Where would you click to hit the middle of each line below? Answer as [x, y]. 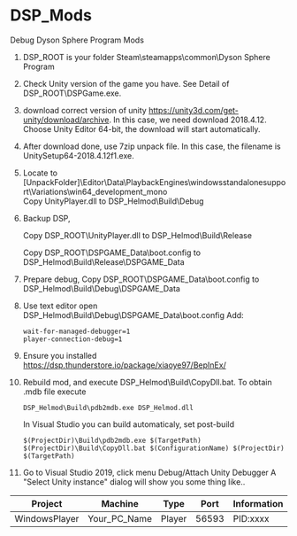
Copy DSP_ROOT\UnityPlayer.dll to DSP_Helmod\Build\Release [137, 235]
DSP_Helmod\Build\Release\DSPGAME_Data [103, 261]
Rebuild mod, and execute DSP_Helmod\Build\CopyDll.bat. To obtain [147, 382]
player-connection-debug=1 [72, 339]
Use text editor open [60, 306]
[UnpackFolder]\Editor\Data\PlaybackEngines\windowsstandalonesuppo [154, 182]
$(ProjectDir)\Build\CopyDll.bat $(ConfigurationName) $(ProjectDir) [154, 448]
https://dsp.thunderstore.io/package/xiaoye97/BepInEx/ [124, 365]
